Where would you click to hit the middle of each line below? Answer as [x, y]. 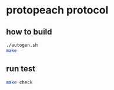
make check [19, 82]
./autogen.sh [22, 45]
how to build [29, 32]
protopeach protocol [57, 10]
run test [21, 69]
